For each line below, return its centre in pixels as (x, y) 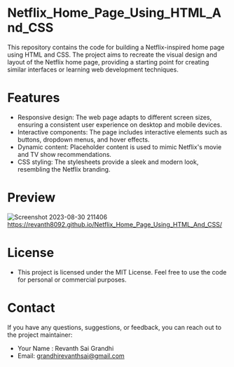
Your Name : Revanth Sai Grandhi (66, 348)
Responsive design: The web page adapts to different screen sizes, (115, 117)
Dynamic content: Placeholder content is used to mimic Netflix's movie (119, 147)
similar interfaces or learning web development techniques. (93, 69)
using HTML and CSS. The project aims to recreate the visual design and (112, 55)
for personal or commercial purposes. (72, 279)
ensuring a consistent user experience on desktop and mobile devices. (119, 125)
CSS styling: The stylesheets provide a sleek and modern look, (108, 162)
